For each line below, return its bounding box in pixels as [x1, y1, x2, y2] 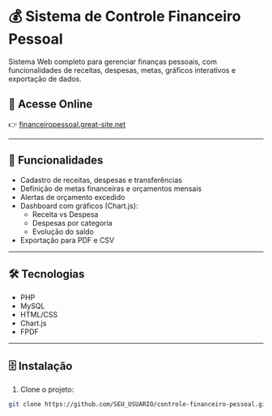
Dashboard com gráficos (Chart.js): [19, 201, 139, 210]
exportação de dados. [8, 74, 83, 83]
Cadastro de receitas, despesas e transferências [19, 175, 182, 185]
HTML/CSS [19, 310, 58, 320]
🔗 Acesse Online [8, 97, 93, 111]
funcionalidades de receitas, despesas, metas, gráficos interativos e [8, 65, 236, 74]
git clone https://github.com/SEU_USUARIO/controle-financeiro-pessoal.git [8, 401, 270, 409]
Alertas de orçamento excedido [19, 192, 125, 202]
